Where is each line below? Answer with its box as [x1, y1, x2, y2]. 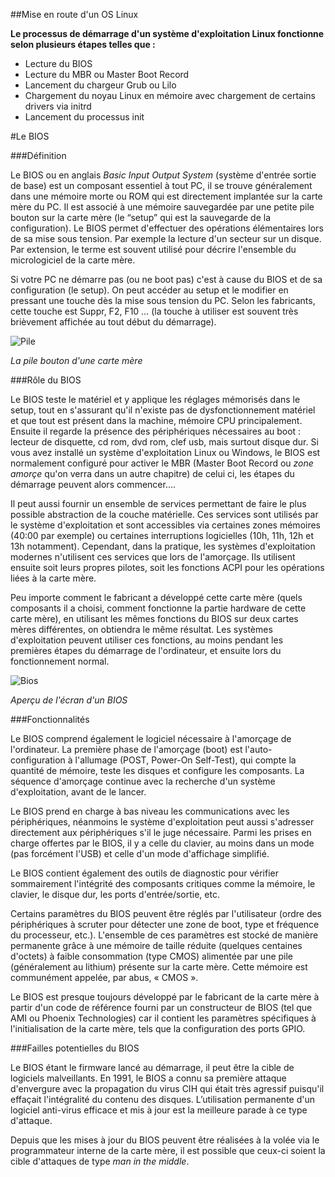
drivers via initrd [24, 100, 92, 112]
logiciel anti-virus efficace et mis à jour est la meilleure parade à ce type [10, 1104, 308, 1116]
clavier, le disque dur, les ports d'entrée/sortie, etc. [10, 889, 220, 900]
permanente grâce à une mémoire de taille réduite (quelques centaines [10, 940, 303, 951]
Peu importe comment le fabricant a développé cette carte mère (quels [10, 592, 303, 603]
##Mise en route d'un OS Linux [10, 9, 139, 20]
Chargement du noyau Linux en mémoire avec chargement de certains [24, 90, 317, 101]
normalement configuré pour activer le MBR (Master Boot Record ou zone [10, 457, 314, 469]
